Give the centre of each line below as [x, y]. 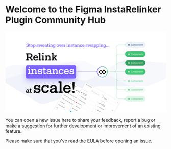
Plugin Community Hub [56, 20]
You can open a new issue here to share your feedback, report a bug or [80, 120]
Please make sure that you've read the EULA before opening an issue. [79, 141]
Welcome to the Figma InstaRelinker [83, 9]
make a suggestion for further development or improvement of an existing [83, 126]
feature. [14, 131]
